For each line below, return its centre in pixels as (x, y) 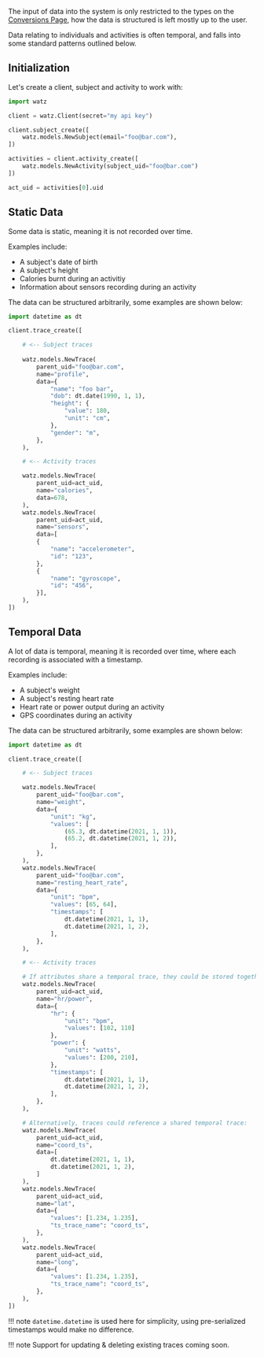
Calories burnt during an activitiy (72, 278)
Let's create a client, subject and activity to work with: (95, 87)
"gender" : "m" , (75, 432)
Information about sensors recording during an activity (108, 287)
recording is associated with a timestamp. (76, 659)
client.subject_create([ (49, 130)
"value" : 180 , (87, 411)
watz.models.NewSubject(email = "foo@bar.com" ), (100, 137)
